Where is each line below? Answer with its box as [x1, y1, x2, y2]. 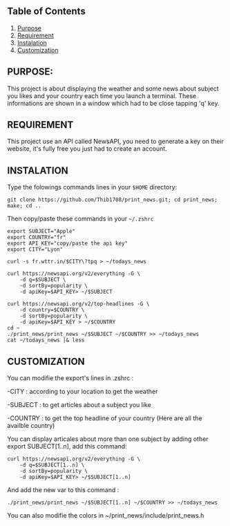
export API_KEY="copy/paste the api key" [7, 240, 128, 247]
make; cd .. [7, 203, 41, 209]
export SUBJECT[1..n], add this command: [7, 442, 128, 451]
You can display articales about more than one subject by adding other [7, 435, 209, 443]
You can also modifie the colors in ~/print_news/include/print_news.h [7, 511, 204, 520]
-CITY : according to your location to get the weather [7, 387, 158, 396]
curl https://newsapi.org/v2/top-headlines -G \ [7, 301, 150, 308]
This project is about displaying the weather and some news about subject [7, 84, 219, 93]
